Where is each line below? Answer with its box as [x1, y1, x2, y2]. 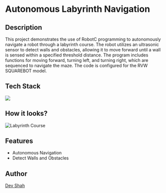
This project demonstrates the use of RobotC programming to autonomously [5, 36, 161, 42]
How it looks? [5, 109, 48, 118]
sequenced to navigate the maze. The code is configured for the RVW [5, 63, 148, 68]
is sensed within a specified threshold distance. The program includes [5, 52, 149, 58]
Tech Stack [5, 82, 41, 91]
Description [5, 23, 42, 32]
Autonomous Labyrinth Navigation [5, 3, 150, 15]
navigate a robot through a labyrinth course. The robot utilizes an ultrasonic [5, 42, 160, 48]
